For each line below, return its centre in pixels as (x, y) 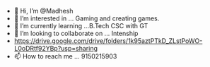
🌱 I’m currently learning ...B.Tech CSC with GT (81, 26)
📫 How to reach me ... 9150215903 (65, 56)
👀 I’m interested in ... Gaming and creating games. (87, 18)
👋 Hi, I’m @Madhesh (43, 11)
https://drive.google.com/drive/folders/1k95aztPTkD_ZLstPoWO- (108, 41)
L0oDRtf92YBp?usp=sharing (56, 48)
